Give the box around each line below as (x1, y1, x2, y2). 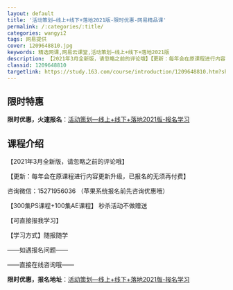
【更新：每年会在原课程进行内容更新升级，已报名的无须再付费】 (7, 172, 189, 180)
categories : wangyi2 (7, 29, 67, 37)
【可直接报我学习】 (7, 216, 62, 225)
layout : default (7, 10, 54, 17)
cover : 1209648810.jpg (7, 42, 73, 49)
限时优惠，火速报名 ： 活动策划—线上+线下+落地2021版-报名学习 (7, 115, 190, 123)
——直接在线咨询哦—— (7, 261, 74, 269)
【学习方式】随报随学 (7, 231, 68, 239)
